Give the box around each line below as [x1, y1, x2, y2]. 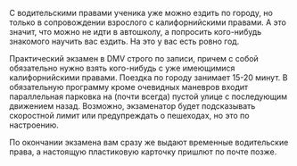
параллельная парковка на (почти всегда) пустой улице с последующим [9, 91, 288, 102]
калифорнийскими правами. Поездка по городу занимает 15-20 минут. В [9, 72, 288, 83]
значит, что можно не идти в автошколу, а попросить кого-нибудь [9, 27, 262, 37]
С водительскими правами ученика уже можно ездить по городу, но [9, 8, 274, 18]
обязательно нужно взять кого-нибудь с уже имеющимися [9, 62, 235, 73]
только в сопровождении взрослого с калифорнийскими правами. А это [9, 17, 287, 28]
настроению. [9, 120, 60, 130]
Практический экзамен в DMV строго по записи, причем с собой [9, 54, 259, 63]
